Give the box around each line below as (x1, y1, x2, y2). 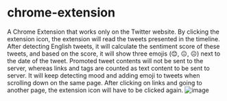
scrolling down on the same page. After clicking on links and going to (7, 78, 202, 87)
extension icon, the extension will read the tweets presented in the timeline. (7, 34, 221, 43)
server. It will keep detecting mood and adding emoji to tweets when (7, 71, 200, 80)
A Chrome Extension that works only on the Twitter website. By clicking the (7, 27, 219, 36)
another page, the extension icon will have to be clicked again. (7, 86, 184, 94)
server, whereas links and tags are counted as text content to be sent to (7, 64, 211, 72)
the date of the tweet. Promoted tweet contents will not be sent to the (7, 56, 204, 65)
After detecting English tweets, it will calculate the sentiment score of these (7, 42, 220, 50)
